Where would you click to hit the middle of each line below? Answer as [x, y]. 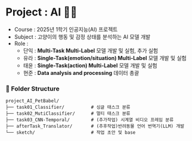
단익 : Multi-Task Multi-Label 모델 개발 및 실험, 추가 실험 [91, 51]
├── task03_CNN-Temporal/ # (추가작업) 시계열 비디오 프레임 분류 [90, 120]
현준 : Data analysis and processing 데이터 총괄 [81, 73]
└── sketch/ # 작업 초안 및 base [71, 133]
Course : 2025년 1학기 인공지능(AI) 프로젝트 [66, 29]
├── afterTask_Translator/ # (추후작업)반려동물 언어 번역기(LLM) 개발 [95, 126]
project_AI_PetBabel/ [32, 101]
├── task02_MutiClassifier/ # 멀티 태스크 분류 [68, 114]
